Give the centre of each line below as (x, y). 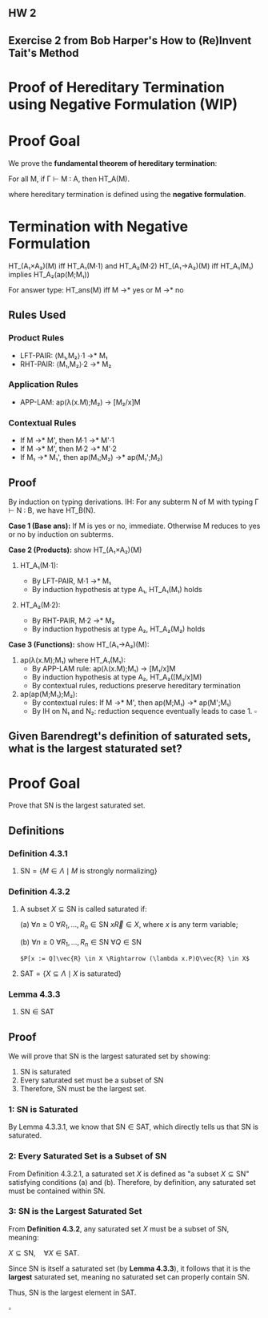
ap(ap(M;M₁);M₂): (48, 694)
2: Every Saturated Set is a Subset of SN (88, 1156)
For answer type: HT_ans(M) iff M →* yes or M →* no (96, 290)
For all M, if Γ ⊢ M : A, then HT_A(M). (69, 179)
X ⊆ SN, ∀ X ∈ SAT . (44, 1252)
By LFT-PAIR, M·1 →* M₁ (72, 581)
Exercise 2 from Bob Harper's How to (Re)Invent (130, 40)
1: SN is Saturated (43, 1109)
